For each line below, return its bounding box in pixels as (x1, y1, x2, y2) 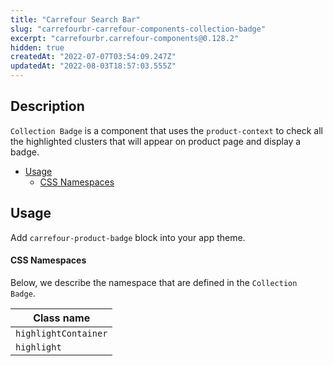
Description (10, 98, 85, 115)
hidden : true (10, 42, 65, 53)
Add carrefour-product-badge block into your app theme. (10, 231, 246, 243)
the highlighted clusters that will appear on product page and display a (10, 135, 302, 147)
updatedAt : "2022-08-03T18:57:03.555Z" (10, 61, 177, 71)
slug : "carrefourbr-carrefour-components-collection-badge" (10, 24, 267, 34)
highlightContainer (15, 327, 108, 339)
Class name (33, 311, 91, 325)
